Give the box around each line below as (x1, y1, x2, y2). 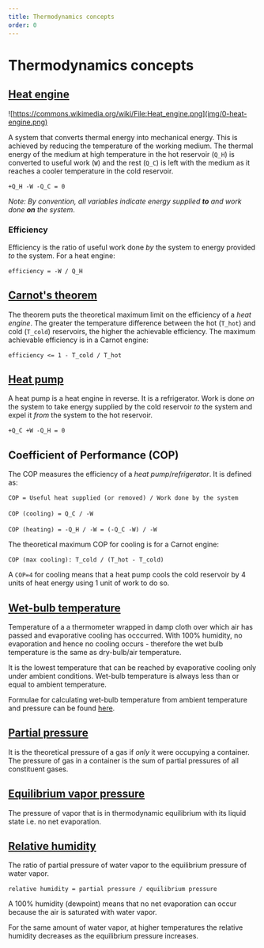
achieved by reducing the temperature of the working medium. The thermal (8, 141, 254, 150)
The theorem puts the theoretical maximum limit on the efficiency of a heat (8, 310, 251, 319)
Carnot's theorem (8, 289, 97, 303)
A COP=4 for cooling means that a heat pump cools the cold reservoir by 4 (8, 570, 247, 580)
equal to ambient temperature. (8, 680, 107, 689)
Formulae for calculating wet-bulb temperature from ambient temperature (8, 695, 247, 705)
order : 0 (8, 21, 37, 29)
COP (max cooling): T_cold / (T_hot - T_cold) (8, 556, 164, 564)
